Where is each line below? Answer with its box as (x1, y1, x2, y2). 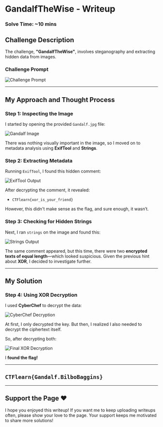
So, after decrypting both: (5, 336, 57, 342)
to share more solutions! (5, 417, 53, 423)
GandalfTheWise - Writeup (5, 3, 115, 15)
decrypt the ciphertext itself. (5, 326, 62, 332)
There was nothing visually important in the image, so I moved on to (5, 140, 141, 146)
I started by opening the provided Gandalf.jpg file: (5, 121, 105, 127)
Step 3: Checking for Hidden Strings (5, 218, 92, 225)
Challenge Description (5, 35, 74, 44)
